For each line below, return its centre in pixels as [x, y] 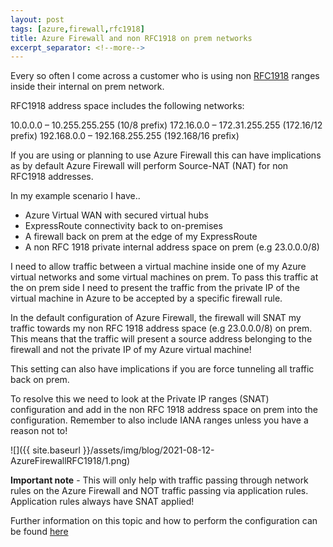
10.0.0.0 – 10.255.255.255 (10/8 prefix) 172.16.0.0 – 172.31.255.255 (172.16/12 [166, 125]
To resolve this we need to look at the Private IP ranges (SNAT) [140, 399]
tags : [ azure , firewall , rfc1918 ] [77, 29]
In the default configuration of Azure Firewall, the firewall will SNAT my [156, 318]
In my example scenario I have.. [75, 196]
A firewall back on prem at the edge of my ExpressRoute [141, 237]
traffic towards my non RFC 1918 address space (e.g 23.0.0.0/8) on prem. [161, 328]
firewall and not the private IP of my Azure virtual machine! [131, 350]
